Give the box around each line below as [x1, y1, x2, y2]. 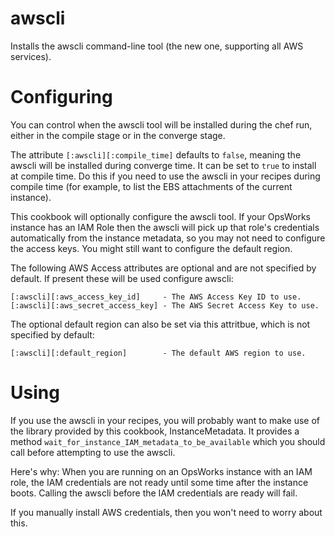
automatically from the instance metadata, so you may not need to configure [10, 232, 326, 244]
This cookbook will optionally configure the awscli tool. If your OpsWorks [10, 210, 311, 222]
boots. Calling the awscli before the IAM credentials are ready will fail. [10, 487, 298, 499]
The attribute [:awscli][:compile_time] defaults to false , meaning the [10, 148, 302, 161]
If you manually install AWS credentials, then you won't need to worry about [10, 506, 323, 518]
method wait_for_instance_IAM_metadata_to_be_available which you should [10, 435, 326, 447]
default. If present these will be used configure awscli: [10, 272, 234, 284]
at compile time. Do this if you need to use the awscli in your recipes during [10, 170, 321, 182]
